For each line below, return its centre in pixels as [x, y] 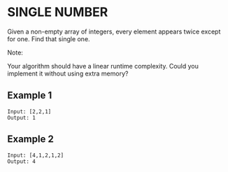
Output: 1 [22, 117]
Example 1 [30, 95]
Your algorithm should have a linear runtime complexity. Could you [103, 66]
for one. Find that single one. [49, 38]
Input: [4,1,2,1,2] [36, 155]
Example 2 [30, 139]
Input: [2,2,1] [29, 112]
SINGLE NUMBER [58, 12]
